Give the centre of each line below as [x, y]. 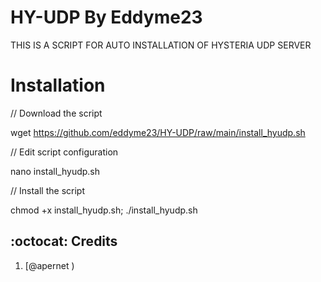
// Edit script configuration [64, 152]
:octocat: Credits [64, 241]
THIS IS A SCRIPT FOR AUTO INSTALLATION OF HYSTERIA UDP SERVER [161, 45]
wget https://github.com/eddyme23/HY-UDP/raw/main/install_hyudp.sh [158, 132]
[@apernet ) [49, 265]
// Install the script [47, 190]
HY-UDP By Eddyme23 [106, 17]
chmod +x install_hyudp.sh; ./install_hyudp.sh [104, 210]
